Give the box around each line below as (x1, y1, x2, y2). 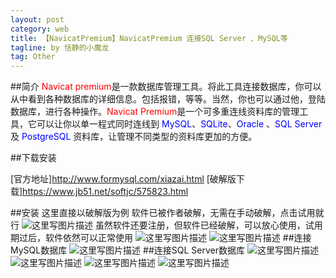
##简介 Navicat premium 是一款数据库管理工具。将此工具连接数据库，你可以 (10, 81, 322, 93)
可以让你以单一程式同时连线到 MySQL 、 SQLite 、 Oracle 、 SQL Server (36, 118, 323, 130)
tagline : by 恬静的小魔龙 (10, 42, 110, 53)
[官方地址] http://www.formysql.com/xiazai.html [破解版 (10, 173, 237, 185)
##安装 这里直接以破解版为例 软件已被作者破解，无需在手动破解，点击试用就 (10, 207, 325, 219)
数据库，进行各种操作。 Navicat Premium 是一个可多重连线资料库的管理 (10, 106, 300, 118)
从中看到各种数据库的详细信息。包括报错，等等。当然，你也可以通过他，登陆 (10, 93, 326, 105)
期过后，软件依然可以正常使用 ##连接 (10, 232, 312, 244)
